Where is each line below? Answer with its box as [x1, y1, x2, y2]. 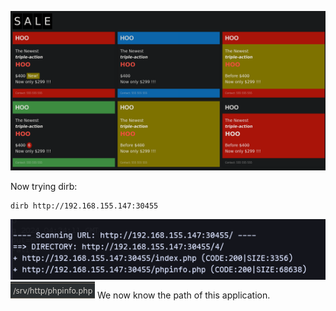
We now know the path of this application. [96, 289, 271, 301]
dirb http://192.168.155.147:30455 [10, 201, 159, 211]
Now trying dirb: [10, 180, 78, 192]
